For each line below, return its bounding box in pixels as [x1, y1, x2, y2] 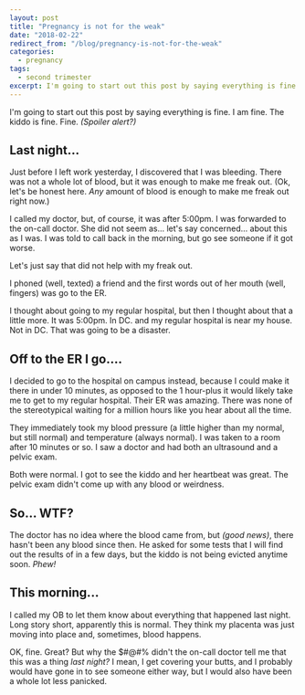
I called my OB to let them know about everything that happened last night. [9, 609, 291, 620]
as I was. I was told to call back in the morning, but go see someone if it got [9, 233, 294, 244]
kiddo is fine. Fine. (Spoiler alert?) [9, 116, 137, 127]
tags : [9, 65, 30, 74]
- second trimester [17, 73, 92, 82]
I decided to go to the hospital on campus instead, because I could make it [9, 375, 289, 386]
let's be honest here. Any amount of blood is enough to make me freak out [9, 186, 289, 197]
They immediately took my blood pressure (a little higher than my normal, [9, 422, 285, 434]
